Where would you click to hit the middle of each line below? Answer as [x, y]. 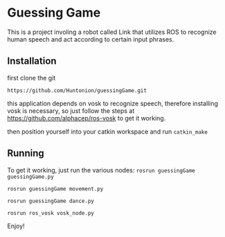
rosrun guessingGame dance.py [51, 201]
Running [26, 153]
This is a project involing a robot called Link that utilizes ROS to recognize [112, 32]
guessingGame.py [30, 177]
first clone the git [31, 78]
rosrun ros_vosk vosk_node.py [51, 213]
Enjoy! [16, 226]
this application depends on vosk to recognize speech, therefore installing [113, 103]
